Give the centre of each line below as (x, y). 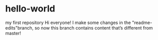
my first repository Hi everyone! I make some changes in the (68, 22)
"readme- (142, 22)
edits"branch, (19, 27)
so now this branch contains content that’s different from (94, 27)
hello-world (30, 9)
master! (13, 33)
